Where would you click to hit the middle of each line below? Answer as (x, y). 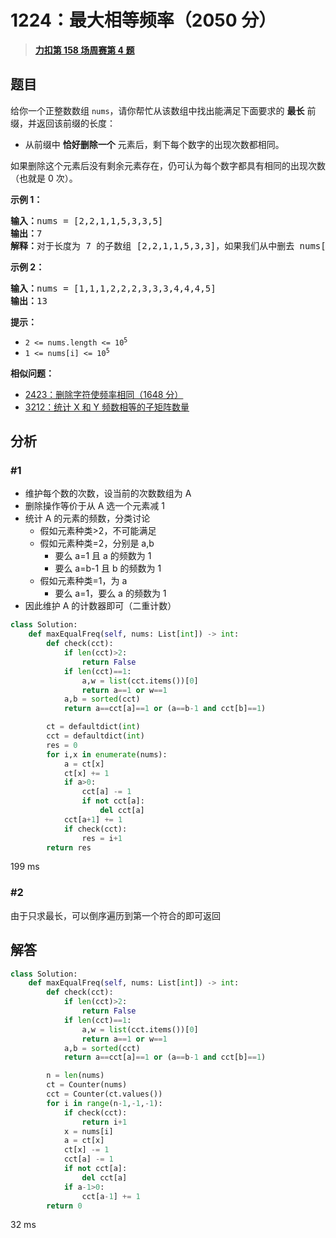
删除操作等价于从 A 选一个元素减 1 (94, 506)
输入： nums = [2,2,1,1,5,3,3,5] (87, 220)
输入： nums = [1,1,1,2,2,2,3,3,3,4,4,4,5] (113, 288)
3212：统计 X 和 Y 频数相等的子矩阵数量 (107, 407)
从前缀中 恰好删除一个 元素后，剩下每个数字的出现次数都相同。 (154, 144)
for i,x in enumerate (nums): (107, 754)
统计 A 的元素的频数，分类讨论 (87, 518)
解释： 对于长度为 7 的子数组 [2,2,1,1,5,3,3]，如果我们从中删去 (152, 245)
